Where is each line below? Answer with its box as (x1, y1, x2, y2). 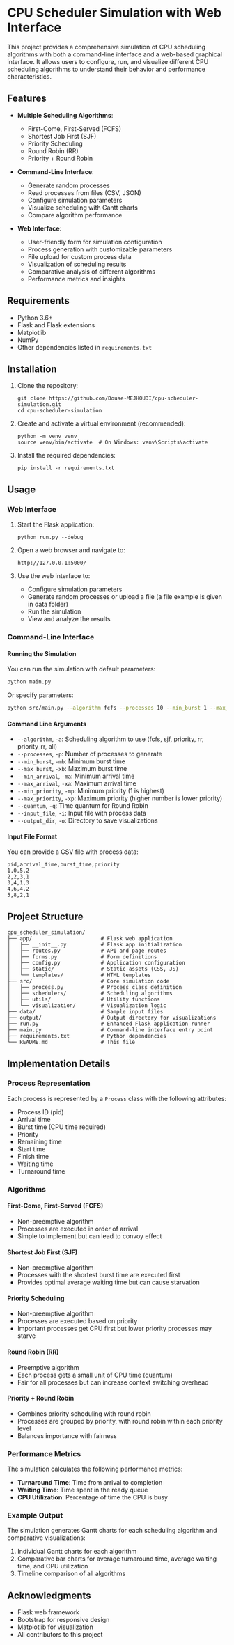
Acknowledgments (7, 1589, 92, 1601)
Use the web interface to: (17, 572, 91, 580)
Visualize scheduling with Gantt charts (27, 203, 138, 212)
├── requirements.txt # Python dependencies (7, 1033, 167, 1040)
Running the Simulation (7, 649, 77, 657)
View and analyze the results (27, 615, 111, 623)
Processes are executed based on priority (17, 1317, 138, 1325)
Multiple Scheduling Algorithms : (17, 111, 114, 119)
